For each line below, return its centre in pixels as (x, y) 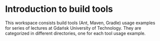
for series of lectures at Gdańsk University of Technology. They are (73, 28)
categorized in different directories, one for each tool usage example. (76, 33)
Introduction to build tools (59, 9)
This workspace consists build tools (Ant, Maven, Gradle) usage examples (80, 23)
